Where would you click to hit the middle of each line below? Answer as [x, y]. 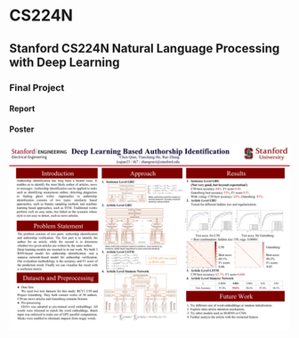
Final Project [37, 87]
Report [22, 109]
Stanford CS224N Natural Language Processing [145, 48]
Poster [22, 129]
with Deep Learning [65, 62]
